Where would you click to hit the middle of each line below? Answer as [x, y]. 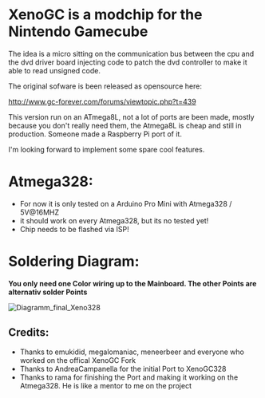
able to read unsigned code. [55, 70]
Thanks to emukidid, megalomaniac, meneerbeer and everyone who [132, 352]
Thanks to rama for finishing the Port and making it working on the [129, 377]
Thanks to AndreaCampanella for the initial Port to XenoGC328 [123, 368]
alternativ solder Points [48, 292]
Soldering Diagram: [74, 262]
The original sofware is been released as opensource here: [105, 86]
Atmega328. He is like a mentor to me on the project [105, 385]
